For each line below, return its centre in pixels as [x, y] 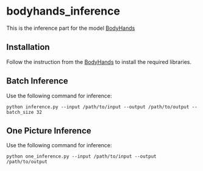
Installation [28, 47]
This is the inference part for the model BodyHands [71, 28]
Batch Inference [37, 81]
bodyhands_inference [63, 11]
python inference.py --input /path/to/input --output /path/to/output [98, 107]
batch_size [20, 112]
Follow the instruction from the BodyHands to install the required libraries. [99, 61]
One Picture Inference [49, 131]
